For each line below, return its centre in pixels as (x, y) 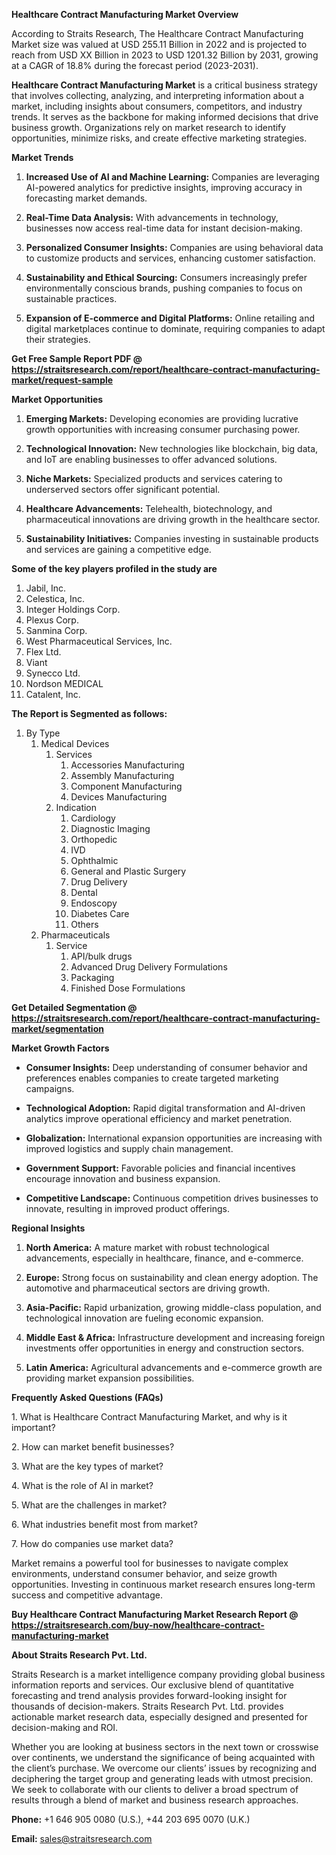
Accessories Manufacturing (127, 765)
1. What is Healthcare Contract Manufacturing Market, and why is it (149, 1417)
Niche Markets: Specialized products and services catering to (154, 478)
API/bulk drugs (101, 956)
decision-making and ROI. (65, 1727)
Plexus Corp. (52, 620)
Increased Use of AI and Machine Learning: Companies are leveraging (172, 177)
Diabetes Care (100, 913)
